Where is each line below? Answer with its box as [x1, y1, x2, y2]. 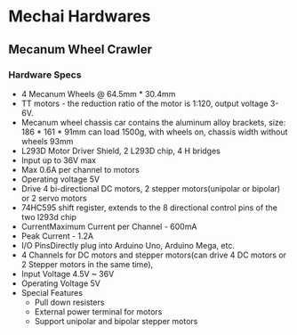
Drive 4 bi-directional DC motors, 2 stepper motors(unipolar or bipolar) [20, 183, 281, 193]
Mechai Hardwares [8, 6, 151, 27]
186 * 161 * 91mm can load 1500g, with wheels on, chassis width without [20, 127, 288, 137]
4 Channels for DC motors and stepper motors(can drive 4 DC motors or [20, 249, 286, 260]
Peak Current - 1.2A [20, 230, 94, 241]
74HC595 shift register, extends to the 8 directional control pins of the [20, 202, 277, 213]
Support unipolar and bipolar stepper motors [34, 315, 198, 326]
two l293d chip [20, 211, 77, 222]
